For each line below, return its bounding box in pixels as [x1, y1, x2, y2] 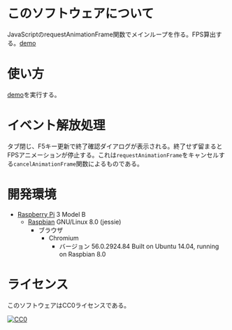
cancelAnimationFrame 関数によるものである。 [13, 159, 143, 168]
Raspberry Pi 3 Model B [17, 210, 86, 218]
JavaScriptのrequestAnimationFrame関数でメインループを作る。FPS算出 [7, 30, 217, 38]
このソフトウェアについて [7, 6, 154, 22]
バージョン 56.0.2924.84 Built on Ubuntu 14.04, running [59, 242, 219, 250]
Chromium [48, 234, 79, 242]
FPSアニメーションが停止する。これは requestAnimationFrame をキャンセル [7, 150, 219, 159]
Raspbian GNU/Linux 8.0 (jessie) [27, 217, 122, 226]
